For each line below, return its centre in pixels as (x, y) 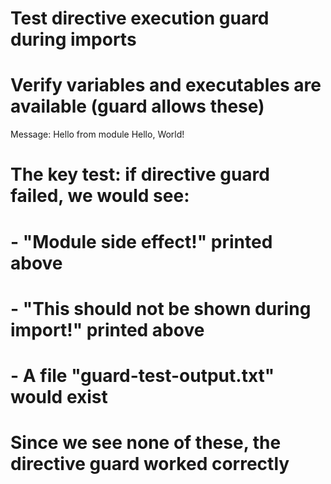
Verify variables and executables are (166, 85)
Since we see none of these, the (146, 443)
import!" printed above (107, 329)
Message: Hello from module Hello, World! (97, 134)
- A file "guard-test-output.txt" (142, 375)
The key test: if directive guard (140, 174)
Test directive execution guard (140, 18)
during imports (73, 39)
